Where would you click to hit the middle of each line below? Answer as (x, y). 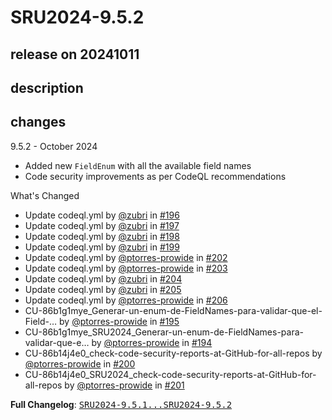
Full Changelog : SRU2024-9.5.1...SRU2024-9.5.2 (121, 404)
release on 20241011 (75, 54)
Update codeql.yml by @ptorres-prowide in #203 (126, 268)
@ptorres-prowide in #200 (80, 363)
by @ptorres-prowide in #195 (119, 321)
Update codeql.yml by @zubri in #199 (102, 247)
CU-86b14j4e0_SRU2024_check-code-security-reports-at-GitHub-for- (170, 374)
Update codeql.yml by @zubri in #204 (103, 278)
